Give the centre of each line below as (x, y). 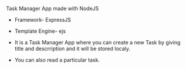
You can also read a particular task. (57, 60)
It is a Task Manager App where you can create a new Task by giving (97, 42)
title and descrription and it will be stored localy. (72, 49)
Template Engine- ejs (40, 31)
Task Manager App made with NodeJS (53, 8)
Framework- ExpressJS (43, 20)
